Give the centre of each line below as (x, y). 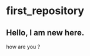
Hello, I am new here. (45, 33)
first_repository (45, 11)
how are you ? (23, 47)
